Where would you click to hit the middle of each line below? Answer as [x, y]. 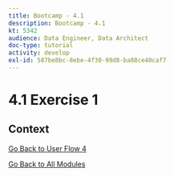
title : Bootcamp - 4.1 [46, 16]
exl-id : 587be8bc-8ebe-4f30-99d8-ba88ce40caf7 [87, 61]
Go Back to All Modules [47, 164]
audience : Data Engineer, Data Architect [79, 38]
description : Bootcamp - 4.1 [57, 23]
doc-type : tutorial [41, 46]
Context [29, 129]
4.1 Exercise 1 [53, 100]
